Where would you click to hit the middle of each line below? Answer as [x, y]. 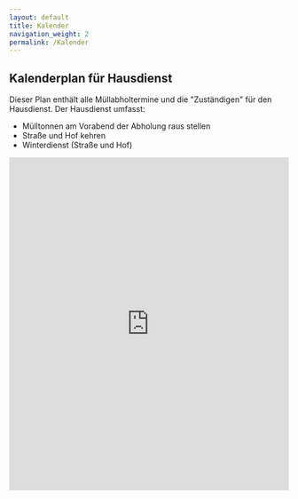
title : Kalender [39, 26]
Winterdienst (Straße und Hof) [77, 145]
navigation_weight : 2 [49, 34]
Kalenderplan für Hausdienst [91, 78]
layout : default [39, 17]
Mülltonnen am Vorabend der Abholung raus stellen [116, 126]
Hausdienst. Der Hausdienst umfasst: [77, 109]
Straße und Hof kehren [64, 136]
